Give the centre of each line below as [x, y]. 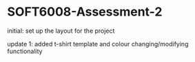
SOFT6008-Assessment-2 [85, 12]
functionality [25, 51]
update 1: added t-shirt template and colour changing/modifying [98, 44]
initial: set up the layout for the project [61, 31]
